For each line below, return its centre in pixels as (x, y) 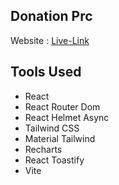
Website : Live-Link (50, 40)
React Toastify (54, 160)
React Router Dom (62, 106)
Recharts (43, 149)
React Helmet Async (67, 117)
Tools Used (46, 72)
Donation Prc (51, 16)
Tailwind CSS (52, 128)
